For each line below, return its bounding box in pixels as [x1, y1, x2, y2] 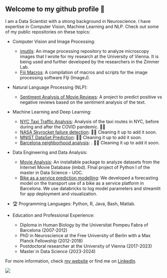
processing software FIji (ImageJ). [19, 74, 91, 80]
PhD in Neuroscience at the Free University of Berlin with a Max [19, 232, 151, 238]
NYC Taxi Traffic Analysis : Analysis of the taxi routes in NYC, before [19, 118, 160, 125]
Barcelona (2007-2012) [19, 227, 68, 233]
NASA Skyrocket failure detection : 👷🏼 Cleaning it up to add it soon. [19, 129, 157, 135]
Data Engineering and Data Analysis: [12, 149, 88, 155]
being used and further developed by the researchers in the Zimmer [19, 58, 160, 65]
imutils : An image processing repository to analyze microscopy [19, 48, 150, 54]
